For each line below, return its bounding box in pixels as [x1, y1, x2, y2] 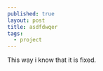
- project [13, 37, 42, 44]
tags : [7, 30, 23, 37]
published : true [7, 10, 55, 18]
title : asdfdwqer [7, 23, 58, 30]
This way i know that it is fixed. [7, 56, 97, 64]
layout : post [7, 17, 46, 24]
